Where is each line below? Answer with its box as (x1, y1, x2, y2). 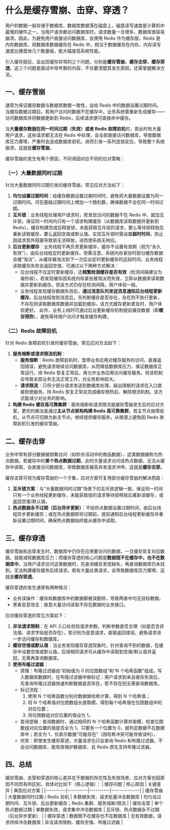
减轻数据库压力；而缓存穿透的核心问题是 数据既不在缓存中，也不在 (22, 555, 160, 561)
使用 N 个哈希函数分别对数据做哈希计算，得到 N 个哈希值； (27, 693, 151, 699)
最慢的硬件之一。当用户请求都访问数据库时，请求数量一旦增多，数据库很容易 (5, 28, 165, 35)
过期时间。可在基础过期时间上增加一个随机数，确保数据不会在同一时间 (12, 199, 159, 205)
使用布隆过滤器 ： (12, 661, 49, 667)
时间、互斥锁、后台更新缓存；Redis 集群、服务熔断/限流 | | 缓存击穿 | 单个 (9, 800, 163, 806)
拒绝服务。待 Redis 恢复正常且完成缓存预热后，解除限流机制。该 (24, 389, 158, 395)
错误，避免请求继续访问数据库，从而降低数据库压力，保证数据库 (24, 363, 158, 370)
